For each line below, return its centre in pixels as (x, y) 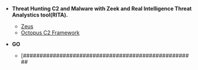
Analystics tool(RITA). (40, 15)
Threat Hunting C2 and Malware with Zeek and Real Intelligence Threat (102, 9)
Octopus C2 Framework (50, 33)
